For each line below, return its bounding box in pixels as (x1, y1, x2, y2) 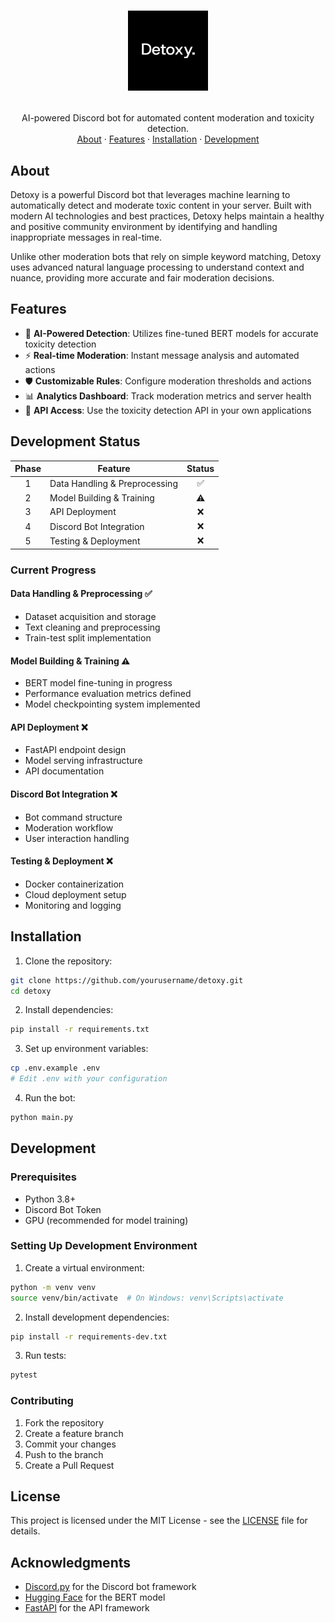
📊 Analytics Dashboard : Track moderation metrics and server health (24, 390, 312, 402)
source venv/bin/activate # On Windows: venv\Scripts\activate (10, 1293, 284, 1303)
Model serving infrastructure (24, 755, 143, 767)
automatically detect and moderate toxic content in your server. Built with (10, 200, 312, 211)
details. (10, 1525, 41, 1537)
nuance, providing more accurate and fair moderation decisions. (10, 272, 275, 284)
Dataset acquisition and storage (24, 611, 157, 622)
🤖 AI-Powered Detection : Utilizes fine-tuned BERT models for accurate (24, 327, 319, 339)
